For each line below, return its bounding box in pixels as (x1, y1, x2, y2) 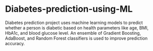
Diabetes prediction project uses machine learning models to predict (5, 20, 143, 25)
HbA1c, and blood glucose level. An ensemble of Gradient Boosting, (5, 30, 141, 36)
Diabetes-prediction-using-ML (5, 3, 133, 15)
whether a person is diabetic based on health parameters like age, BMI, (5, 25, 149, 30)
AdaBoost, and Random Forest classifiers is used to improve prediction (5, 35, 148, 41)
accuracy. (5, 40, 25, 46)
